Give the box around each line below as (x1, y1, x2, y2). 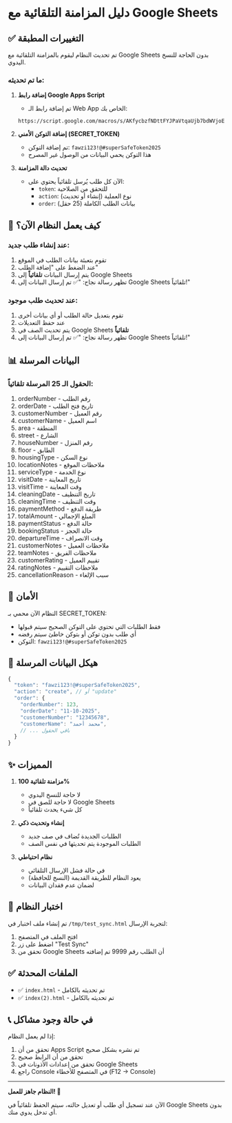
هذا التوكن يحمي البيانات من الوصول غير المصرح (28, 151, 151, 159)
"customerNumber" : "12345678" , (20, 714, 110, 721)
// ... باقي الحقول (20, 727, 70, 734)
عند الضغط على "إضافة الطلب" (17, 263, 98, 271)
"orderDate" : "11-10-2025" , (20, 707, 101, 715)
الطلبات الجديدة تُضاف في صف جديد (28, 832, 122, 840)
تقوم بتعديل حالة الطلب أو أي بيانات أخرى (17, 311, 124, 319)
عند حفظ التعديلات (17, 319, 65, 327)
